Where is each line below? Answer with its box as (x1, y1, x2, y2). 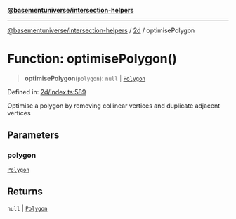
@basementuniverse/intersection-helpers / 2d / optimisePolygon (7, 26, 195, 35)
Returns (7, 186, 44, 198)
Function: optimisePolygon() (7, 51, 178, 67)
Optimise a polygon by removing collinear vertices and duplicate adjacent (7, 101, 221, 110)
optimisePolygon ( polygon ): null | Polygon (24, 74, 146, 82)
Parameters (7, 130, 60, 142)
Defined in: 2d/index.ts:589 (7, 87, 86, 96)
